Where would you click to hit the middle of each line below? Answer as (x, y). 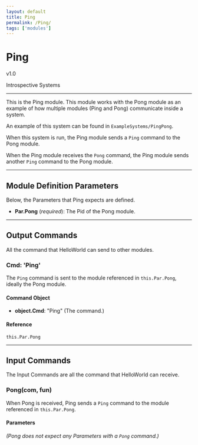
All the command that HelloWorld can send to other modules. (80, 249)
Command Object (28, 298)
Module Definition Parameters (62, 186)
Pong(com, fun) (29, 390)
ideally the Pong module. (36, 284)
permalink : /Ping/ (29, 22)
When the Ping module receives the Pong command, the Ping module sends (98, 155)
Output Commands (42, 236)
